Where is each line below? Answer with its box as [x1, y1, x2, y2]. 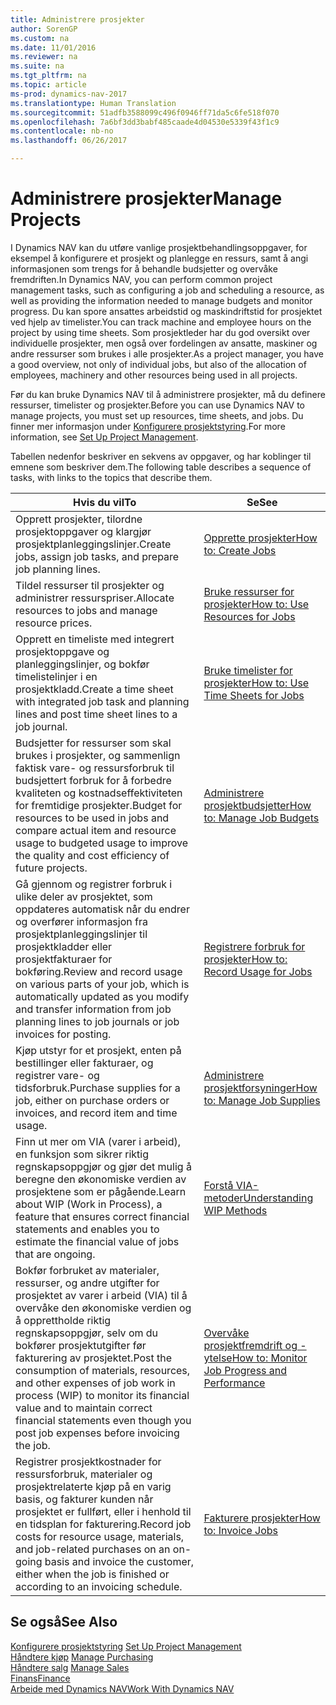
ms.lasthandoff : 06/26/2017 [10, 136, 128, 146]
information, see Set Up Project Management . [10, 431, 199, 443]
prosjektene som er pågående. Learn [15, 1184, 187, 1198]
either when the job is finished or [15, 1567, 170, 1581]
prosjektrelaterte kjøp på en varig [15, 1479, 172, 1493]
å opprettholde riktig [15, 1313, 112, 1327]
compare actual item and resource [15, 823, 177, 837]
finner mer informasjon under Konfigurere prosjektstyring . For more [10, 420, 286, 432]
